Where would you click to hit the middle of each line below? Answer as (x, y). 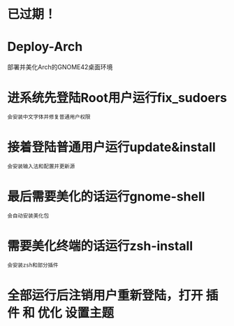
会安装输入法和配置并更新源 (41, 166)
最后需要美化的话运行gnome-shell (106, 196)
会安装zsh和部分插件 (33, 265)
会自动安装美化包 (28, 215)
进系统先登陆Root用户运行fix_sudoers (117, 98)
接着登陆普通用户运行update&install (111, 147)
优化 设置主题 (75, 313)
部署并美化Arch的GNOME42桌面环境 (60, 67)
